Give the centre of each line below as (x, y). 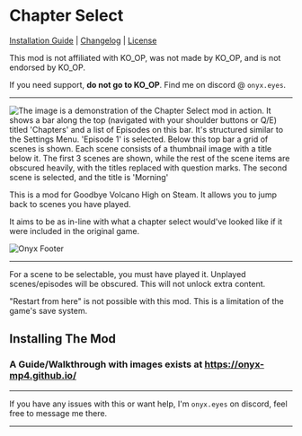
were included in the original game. (75, 231)
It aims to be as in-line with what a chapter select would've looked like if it (146, 222)
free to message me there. (58, 413)
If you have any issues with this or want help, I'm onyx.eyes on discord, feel (148, 404)
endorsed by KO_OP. (47, 67)
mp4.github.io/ (43, 376)
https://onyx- (235, 364)
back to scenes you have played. (71, 204)
